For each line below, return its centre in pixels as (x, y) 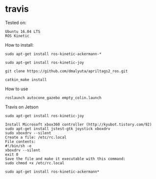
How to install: (20, 45)
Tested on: (16, 23)
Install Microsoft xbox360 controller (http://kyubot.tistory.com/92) (78, 124)
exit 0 (12, 154)
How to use (17, 89)
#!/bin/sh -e (18, 146)
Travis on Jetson (22, 107)
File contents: (21, 141)
